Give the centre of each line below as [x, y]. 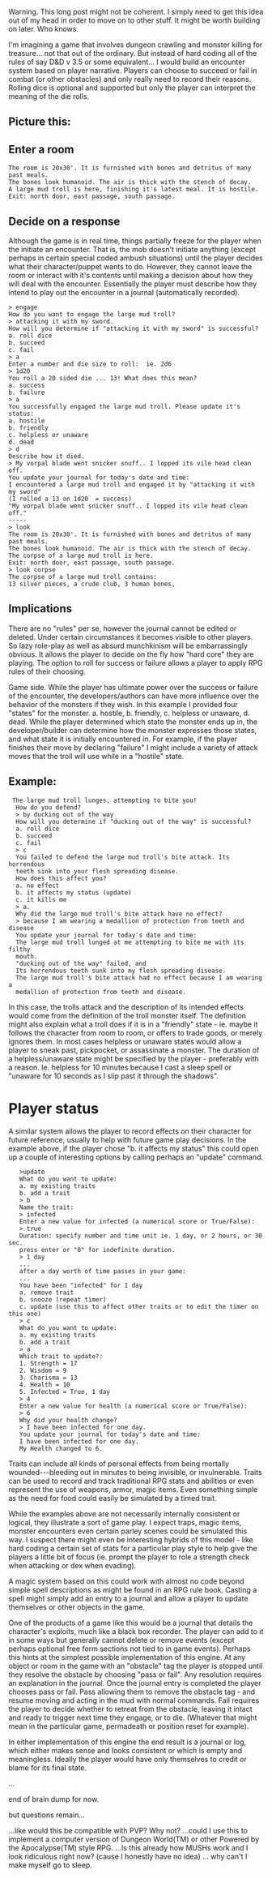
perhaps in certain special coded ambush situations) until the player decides [136, 258]
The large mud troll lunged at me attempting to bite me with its [130, 942]
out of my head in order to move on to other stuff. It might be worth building [134, 20]
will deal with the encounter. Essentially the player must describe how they [133, 284]
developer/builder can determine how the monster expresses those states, [133, 730]
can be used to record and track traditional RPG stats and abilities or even [131, 1481]
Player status [54, 1108]
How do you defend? [49, 807]
